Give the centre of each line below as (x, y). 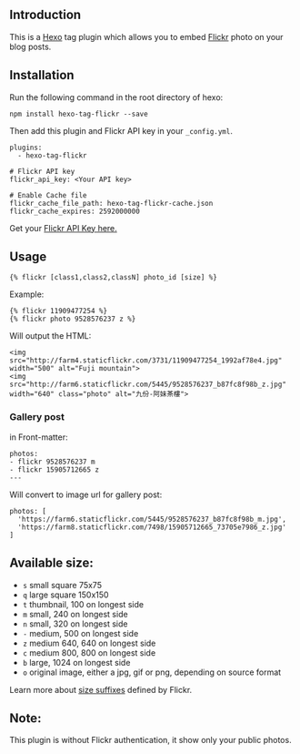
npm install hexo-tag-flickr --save (79, 114)
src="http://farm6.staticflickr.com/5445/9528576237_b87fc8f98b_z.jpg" (148, 385)
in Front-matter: (39, 437)
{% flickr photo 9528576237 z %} (73, 319)
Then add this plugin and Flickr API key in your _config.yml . (121, 130)
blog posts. (30, 46)
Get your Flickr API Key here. (64, 228)
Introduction (45, 15)
